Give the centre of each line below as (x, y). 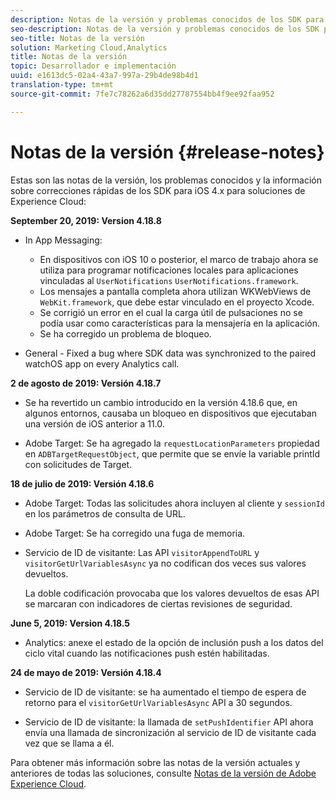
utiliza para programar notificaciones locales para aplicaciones (169, 270)
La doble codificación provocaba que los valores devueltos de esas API (172, 593)
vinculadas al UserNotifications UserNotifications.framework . (169, 280)
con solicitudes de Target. (78, 464)
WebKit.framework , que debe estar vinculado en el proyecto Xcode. (177, 302)
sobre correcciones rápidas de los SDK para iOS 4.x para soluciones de (158, 190)
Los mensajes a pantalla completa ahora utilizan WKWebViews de (175, 291)
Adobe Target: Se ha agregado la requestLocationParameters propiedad (172, 443)
